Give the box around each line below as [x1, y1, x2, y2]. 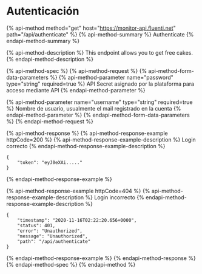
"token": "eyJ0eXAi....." [17, 159, 83, 165]
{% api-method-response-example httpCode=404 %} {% [6, 187, 150, 194]
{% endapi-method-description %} [6, 55, 94, 63]
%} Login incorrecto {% [85, 193, 144, 201]
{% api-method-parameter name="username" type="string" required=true [6, 98, 193, 106]
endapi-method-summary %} [6, 37, 80, 44]
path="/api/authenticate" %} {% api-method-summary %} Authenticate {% [6, 30, 194, 38]
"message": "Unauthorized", [17, 233, 88, 239]
